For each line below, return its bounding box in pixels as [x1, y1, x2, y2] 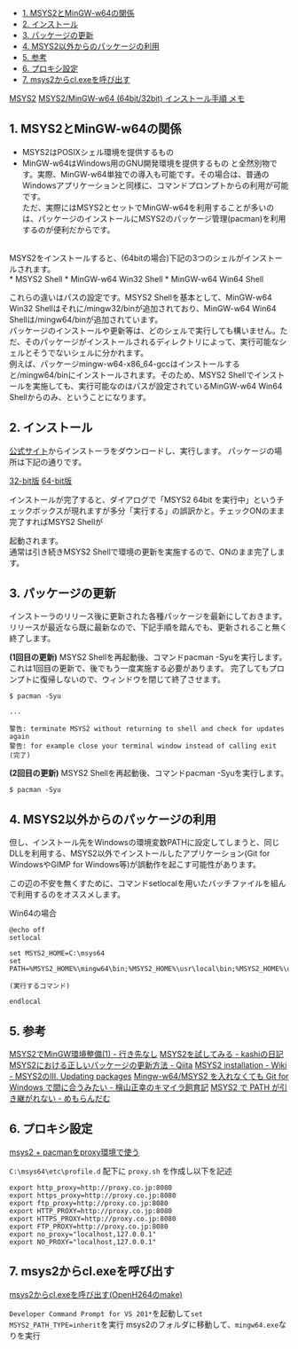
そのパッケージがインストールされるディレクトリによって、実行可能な [24, 336, 279, 347]
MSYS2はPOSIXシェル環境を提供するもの [21, 146, 175, 157]
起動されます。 [9, 535, 64, 545]
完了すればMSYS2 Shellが [9, 516, 104, 527]
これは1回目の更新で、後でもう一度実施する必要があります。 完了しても [9, 663, 270, 674]
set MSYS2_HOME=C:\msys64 [9, 949, 105, 958]
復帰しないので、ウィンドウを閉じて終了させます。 [39, 674, 226, 685]
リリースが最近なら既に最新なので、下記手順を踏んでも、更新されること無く [9, 622, 288, 632]
